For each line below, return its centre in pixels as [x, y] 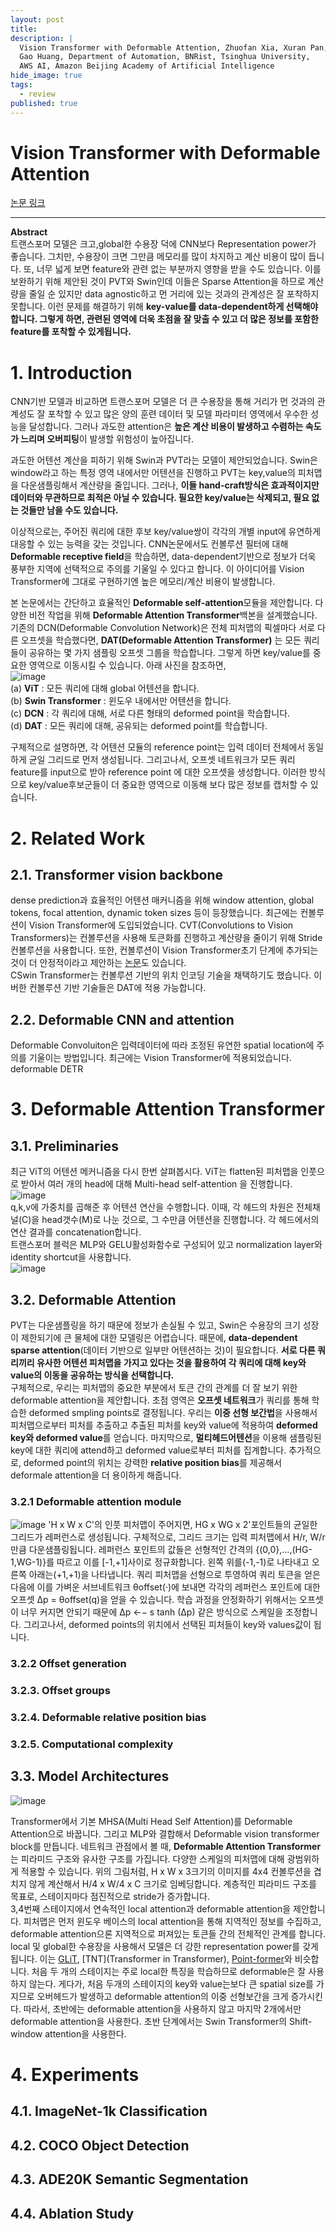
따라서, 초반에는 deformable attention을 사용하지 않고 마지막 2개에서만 [162, 2008]
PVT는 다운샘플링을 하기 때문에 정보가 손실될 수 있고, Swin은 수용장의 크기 [155, 1325]
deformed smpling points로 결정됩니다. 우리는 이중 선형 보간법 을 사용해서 [173, 1412]
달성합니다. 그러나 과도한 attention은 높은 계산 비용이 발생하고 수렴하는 [166, 427]
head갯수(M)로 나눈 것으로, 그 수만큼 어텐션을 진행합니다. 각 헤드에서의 [180, 1220]
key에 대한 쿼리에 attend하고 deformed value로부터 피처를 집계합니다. [148, 1450]
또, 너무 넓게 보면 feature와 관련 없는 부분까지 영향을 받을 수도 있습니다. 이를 [172, 269]
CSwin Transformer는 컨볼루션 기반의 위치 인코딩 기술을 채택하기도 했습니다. [161, 975]
